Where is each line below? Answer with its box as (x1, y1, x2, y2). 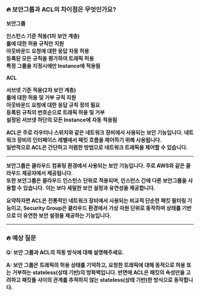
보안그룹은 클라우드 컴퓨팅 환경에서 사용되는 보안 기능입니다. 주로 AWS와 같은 (6, 162, 185, 169)
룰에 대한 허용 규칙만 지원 (6, 40, 64, 47)
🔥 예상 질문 (6, 234, 36, 242)
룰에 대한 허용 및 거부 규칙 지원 (6, 94, 76, 101)
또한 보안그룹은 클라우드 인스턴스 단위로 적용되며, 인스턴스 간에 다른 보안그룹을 (6, 177, 187, 184)
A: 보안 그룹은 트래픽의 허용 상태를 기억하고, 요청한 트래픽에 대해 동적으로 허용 (6, 261, 186, 269)
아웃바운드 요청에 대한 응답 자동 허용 (6, 48, 89, 55)
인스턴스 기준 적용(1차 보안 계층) (6, 33, 80, 40)
